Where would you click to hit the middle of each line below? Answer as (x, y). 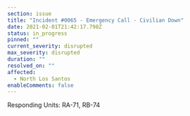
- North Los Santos (42, 79)
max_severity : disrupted (44, 53)
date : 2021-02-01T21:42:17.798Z (55, 27)
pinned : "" (23, 40)
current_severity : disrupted (50, 46)
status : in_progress (38, 33)
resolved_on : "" (31, 66)
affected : (22, 72)
